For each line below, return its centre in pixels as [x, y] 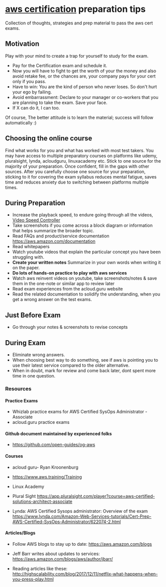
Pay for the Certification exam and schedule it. [60, 65]
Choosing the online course [49, 139]
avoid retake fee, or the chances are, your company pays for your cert [84, 76]
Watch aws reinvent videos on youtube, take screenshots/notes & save [84, 278]
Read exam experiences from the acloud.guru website [67, 289]
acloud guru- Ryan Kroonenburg [45, 467]
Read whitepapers [31, 247]
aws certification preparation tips [76, 9]
